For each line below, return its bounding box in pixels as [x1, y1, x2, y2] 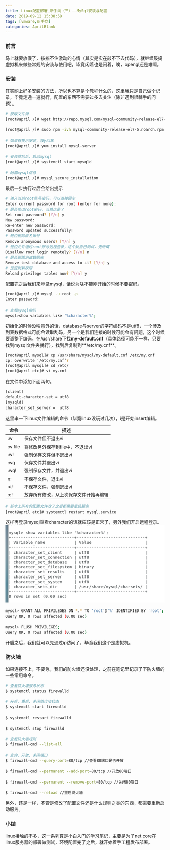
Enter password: [5, 297, 39, 302]
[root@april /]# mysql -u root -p [5, 292, 78, 297]
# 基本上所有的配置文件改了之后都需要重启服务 [5, 504, 90, 509]
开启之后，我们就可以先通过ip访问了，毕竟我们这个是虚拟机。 [5, 639, 133, 645]
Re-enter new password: [5, 223, 56, 228]
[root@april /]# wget [5, 117, 51, 122]
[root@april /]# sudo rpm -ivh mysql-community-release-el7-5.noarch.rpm [5, 127, 164, 132]
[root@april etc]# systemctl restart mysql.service [5, 509, 116, 515]
